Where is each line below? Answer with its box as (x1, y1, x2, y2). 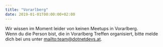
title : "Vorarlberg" (5, 7, 49, 12)
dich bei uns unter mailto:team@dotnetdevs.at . (5, 36, 102, 42)
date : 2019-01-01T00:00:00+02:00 (5, 12, 75, 17)
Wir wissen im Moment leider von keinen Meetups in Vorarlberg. (5, 25, 138, 31)
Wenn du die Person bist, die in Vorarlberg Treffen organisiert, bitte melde (5, 31, 158, 37)
